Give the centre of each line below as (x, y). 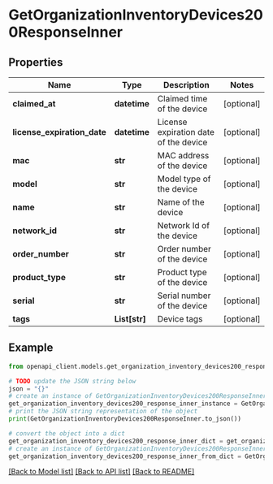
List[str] (130, 319)
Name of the (181, 202)
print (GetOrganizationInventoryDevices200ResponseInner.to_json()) (125, 419)
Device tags (180, 319)
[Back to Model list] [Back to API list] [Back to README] (102, 472)
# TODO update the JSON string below (72, 381)
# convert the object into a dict (67, 433)
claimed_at (34, 104)
